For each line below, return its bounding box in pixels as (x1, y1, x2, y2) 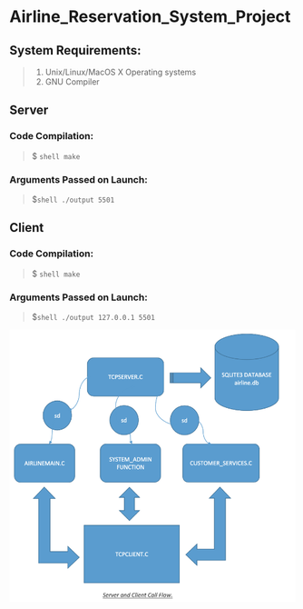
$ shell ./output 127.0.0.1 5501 (31, 311, 156, 322)
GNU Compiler (44, 76, 100, 87)
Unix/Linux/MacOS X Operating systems (44, 66, 197, 77)
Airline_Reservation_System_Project (9, 6, 291, 27)
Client (9, 220, 44, 235)
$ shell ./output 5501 (31, 194, 115, 205)
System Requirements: (9, 43, 142, 58)
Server (9, 103, 49, 118)
